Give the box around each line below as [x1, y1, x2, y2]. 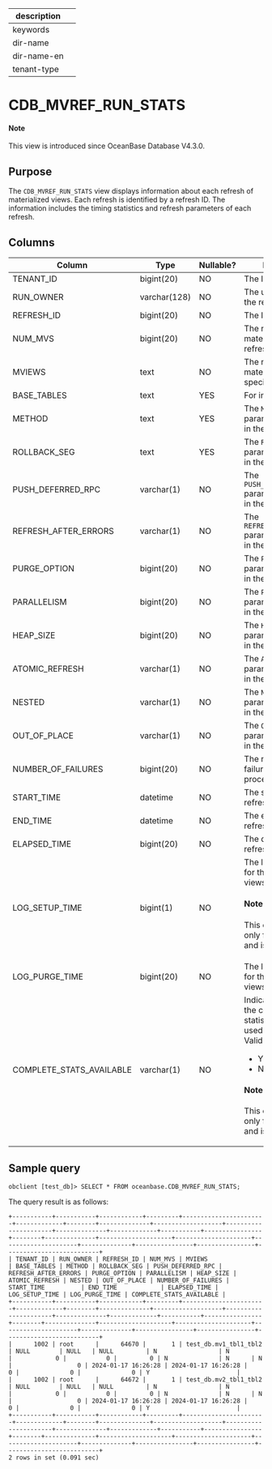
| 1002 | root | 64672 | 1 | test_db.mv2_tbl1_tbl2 [8, 1376, 263, 1384]
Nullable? [198, 259, 236, 271]
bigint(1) [139, 902, 173, 913]
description [15, 11, 61, 21]
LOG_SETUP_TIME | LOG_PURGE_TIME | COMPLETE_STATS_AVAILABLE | [8, 1291, 227, 1299]
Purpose [8, 164, 53, 178]
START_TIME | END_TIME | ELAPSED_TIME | [8, 1283, 219, 1292]
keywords [12, 24, 50, 35]
